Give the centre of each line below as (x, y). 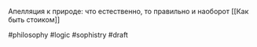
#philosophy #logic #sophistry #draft (68, 35)
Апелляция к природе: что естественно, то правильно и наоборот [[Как (128, 11)
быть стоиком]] (34, 20)
